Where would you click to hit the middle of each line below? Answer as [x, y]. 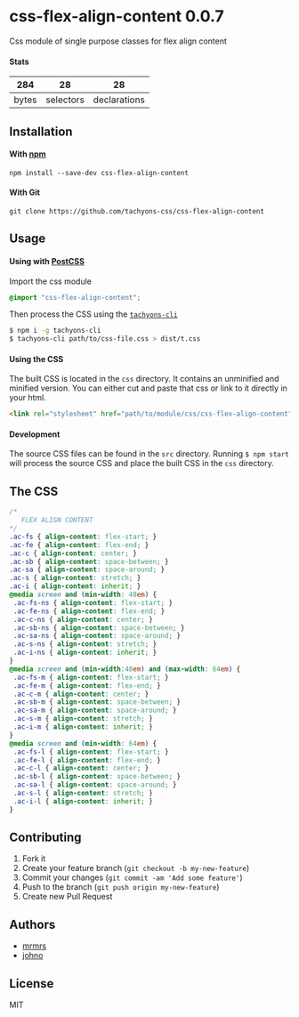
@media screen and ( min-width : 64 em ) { [83, 743]
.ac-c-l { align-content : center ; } [81, 768]
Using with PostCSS [47, 261]
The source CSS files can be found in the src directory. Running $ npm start [149, 454]
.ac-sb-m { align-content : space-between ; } [97, 702]
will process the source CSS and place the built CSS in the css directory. [141, 464]
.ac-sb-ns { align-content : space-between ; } [99, 628]
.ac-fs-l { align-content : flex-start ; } [91, 752]
